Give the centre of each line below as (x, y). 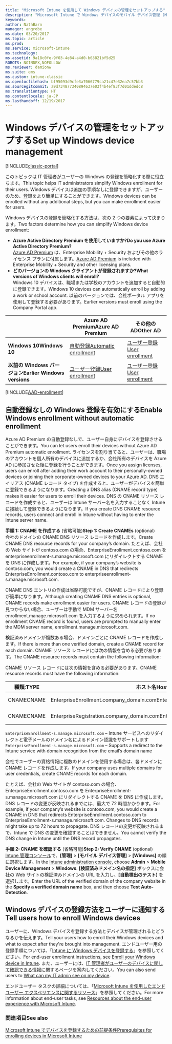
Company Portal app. (35, 308)
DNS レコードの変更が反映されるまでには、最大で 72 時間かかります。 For (83, 803)
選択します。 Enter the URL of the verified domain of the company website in (85, 881)
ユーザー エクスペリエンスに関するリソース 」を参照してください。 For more (84, 992)
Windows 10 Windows (35, 346)
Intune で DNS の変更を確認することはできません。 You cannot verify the (90, 833)
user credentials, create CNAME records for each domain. (67, 774)
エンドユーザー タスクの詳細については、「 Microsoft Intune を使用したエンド (85, 986)
